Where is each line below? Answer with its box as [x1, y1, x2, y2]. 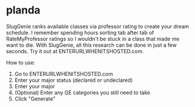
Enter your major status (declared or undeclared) [14, 77, 133, 84]
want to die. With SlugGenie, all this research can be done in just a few [6, 42, 177, 49]
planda [6, 4, 41, 17]
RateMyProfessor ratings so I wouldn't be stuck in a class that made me [6, 35, 180, 42]
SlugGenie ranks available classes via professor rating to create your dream [6, 23, 189, 30]
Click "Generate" [14, 95, 56, 102]
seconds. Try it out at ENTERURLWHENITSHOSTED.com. [6, 47, 144, 54]
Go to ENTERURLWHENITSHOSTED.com [14, 70, 113, 77]
